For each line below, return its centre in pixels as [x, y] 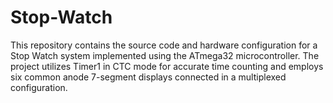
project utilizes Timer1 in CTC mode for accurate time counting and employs [167, 66]
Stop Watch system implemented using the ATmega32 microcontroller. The [165, 55]
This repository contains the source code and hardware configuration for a [164, 45]
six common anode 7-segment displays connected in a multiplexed [148, 77]
